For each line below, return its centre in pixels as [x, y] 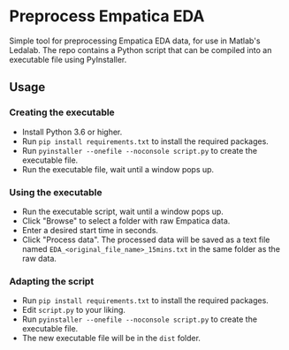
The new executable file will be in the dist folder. [111, 339]
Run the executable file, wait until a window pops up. [118, 169]
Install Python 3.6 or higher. [72, 132]
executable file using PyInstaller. [68, 59]
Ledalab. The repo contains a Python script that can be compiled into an [141, 49]
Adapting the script [52, 281]
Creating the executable [62, 112]
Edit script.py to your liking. [74, 310]
